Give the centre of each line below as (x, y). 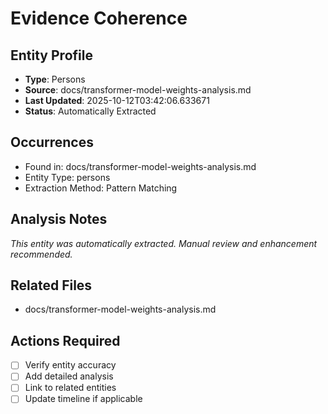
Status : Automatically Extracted (90, 111)
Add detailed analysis (69, 376)
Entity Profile (51, 55)
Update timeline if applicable (83, 399)
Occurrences (52, 142)
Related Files (51, 285)
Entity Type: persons (67, 177)
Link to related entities (70, 388)
